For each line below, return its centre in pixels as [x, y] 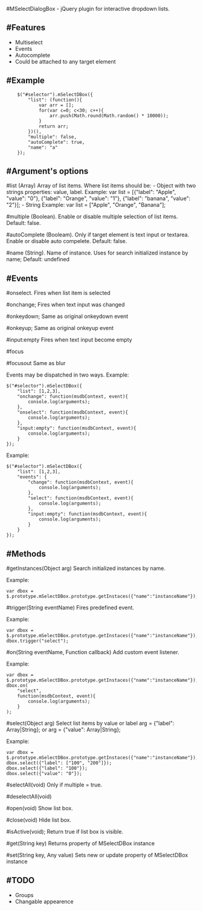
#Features [26, 28]
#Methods [26, 553]
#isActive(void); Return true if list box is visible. [65, 832]
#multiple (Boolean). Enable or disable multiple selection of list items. [92, 216]
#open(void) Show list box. [40, 808]
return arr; [53, 126]
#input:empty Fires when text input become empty [69, 340]
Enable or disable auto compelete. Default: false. [67, 241]
